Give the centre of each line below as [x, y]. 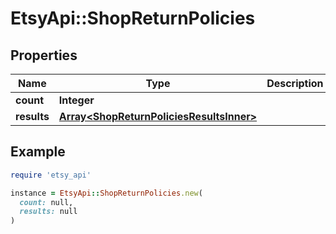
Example [38, 152]
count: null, [46, 202]
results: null [48, 212]
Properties [44, 55]
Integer [76, 100]
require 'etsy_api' [51, 175]
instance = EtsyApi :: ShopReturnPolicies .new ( [106, 193]
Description [295, 83]
